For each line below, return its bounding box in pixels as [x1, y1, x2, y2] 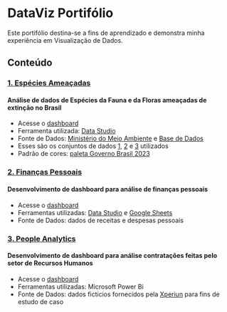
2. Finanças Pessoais [7, 167, 83, 177]
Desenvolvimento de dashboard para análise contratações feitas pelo [7, 251, 218, 260]
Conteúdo [7, 57, 53, 69]
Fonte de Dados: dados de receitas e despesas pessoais [17, 216, 184, 224]
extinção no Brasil [7, 103, 62, 112]
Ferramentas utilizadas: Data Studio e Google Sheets [17, 208, 173, 217]
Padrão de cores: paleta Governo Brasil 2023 [17, 150, 151, 158]
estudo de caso [17, 297, 64, 306]
